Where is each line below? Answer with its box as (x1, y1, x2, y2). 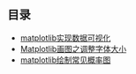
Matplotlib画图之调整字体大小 (19, 43, 127, 54)
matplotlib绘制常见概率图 (19, 55, 111, 65)
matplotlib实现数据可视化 (19, 33, 111, 43)
